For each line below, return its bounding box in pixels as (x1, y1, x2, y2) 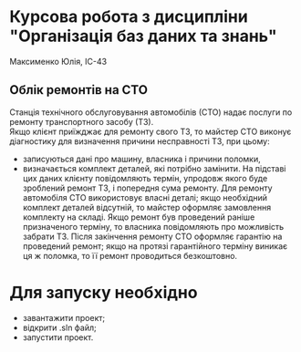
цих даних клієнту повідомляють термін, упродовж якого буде (22, 172, 268, 183)
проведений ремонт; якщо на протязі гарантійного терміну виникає (22, 240, 288, 252)
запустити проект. (22, 331, 94, 343)
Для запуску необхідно (9, 282, 198, 303)
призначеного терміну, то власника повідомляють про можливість (22, 221, 285, 232)
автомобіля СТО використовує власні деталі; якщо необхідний (22, 192, 267, 202)
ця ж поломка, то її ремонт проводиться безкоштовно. (22, 250, 238, 261)
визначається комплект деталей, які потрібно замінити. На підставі (22, 162, 286, 174)
